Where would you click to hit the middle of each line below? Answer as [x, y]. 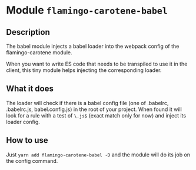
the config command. [32, 161]
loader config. [23, 122]
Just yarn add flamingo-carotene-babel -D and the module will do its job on [98, 155]
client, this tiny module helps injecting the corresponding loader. [84, 70]
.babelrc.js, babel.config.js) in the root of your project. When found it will [94, 109]
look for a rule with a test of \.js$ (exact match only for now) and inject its [96, 115]
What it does [30, 89]
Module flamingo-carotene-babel [87, 10]
